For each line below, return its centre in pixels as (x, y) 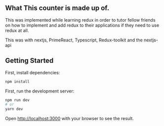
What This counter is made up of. (57, 8)
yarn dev (14, 109)
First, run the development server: (40, 91)
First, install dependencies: (33, 72)
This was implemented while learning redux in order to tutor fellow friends (80, 20)
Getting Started (29, 61)
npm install (17, 81)
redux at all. (17, 30)
